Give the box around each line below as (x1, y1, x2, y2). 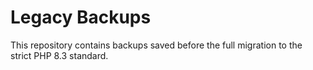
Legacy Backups (10, 6, 152, 29)
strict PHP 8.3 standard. (10, 49, 109, 61)
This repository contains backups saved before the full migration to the (10, 39, 303, 51)
